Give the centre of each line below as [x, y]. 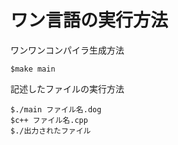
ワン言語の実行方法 [89, 20]
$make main [33, 69]
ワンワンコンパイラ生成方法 [67, 50]
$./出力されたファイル [51, 131]
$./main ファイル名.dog [56, 109]
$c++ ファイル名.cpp [49, 120]
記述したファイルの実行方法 [67, 88]
